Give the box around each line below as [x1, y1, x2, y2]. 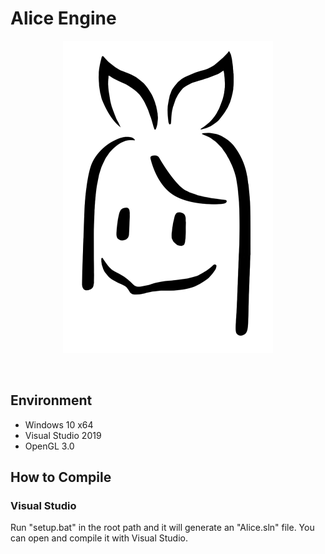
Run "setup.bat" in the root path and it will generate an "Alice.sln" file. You [10, 522, 315, 534]
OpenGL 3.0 [24, 440, 75, 452]
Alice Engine [10, 7, 117, 30]
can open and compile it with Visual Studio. [10, 532, 188, 544]
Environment [10, 392, 93, 409]
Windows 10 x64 [24, 418, 94, 431]
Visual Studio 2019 [24, 429, 102, 441]
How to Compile [10, 469, 112, 486]
